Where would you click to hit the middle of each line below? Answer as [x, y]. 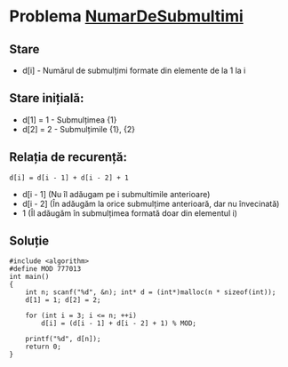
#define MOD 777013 [45, 269]
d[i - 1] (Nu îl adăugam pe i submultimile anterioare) [116, 194]
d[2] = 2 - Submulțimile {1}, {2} [79, 129]
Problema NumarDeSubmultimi [127, 16]
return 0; [44, 347]
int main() [29, 277]
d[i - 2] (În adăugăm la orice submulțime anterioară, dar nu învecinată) [151, 203]
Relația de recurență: [68, 157]
